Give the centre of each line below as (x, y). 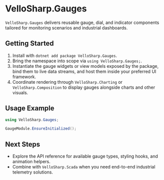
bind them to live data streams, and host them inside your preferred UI (84, 71)
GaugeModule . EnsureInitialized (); (41, 129)
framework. (24, 77)
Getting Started (30, 44)
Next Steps (23, 144)
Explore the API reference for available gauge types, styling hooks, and (85, 156)
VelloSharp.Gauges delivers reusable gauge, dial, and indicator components (82, 22)
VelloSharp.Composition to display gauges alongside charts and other (84, 87)
